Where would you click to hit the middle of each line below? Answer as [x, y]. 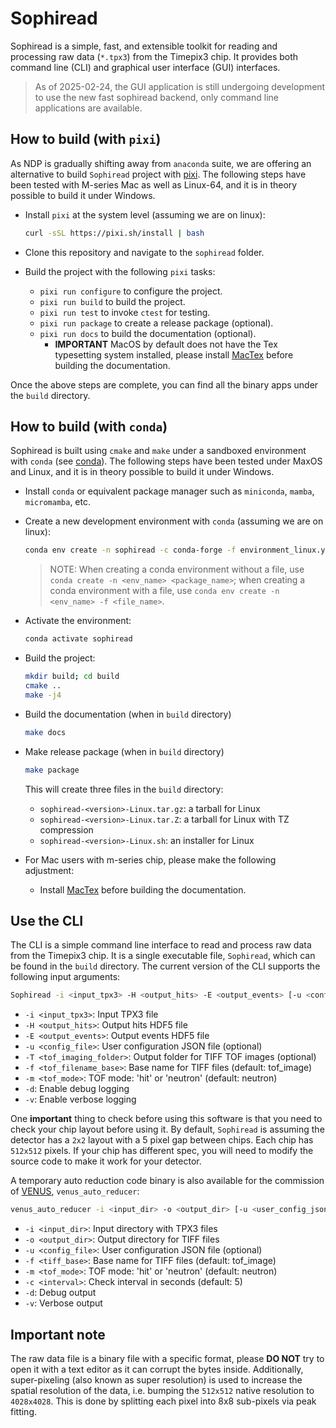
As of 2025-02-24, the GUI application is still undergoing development [180, 86]
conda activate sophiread [78, 639]
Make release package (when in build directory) [124, 751]
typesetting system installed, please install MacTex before [174, 354]
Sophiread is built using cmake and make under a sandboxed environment [158, 451]
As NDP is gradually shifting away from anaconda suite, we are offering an [161, 163]
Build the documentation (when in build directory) [128, 714]
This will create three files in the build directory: [124, 789]
